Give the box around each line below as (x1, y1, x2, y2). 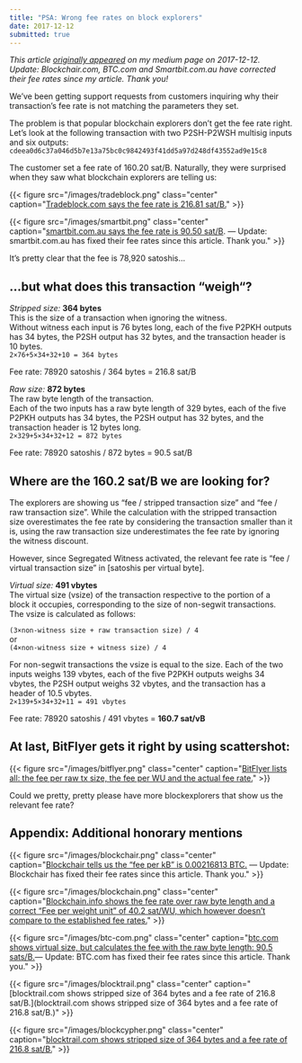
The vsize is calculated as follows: (9, 609, 137, 619)
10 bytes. (9, 341, 43, 352)
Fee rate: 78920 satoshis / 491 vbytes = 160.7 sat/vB (9, 713, 206, 724)
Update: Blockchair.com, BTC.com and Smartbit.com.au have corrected (9, 64, 276, 75)
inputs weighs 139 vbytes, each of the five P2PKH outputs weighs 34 (9, 669, 265, 679)
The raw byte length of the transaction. (9, 393, 155, 405)
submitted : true (9, 30, 70, 39)
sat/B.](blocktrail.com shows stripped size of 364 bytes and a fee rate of (9, 997, 279, 1008)
